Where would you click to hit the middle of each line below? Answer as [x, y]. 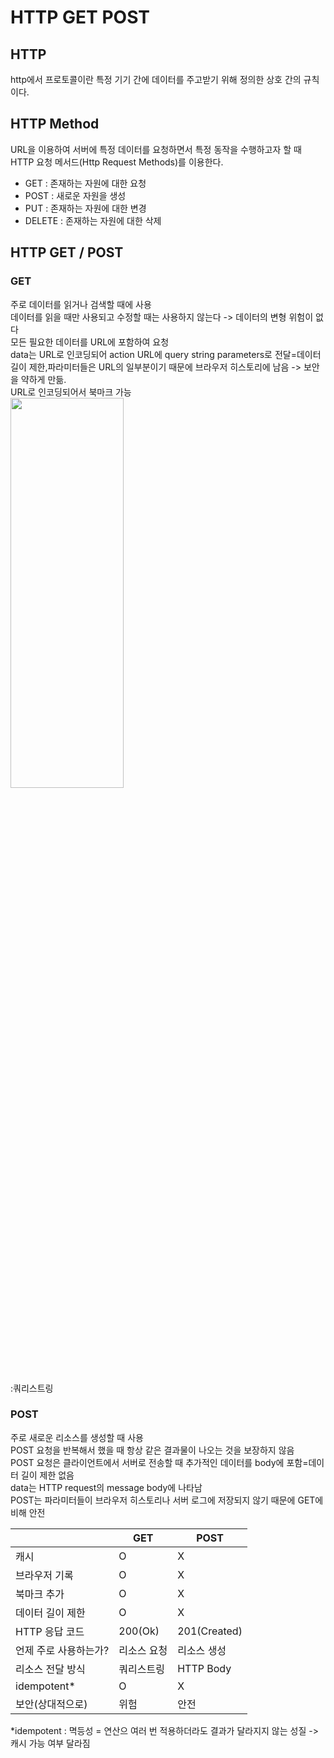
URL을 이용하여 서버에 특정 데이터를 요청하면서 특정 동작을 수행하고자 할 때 [156, 149]
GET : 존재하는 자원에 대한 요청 [85, 183]
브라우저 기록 [44, 1575]
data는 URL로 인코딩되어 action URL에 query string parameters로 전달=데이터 [166, 354]
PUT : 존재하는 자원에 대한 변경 [85, 208]
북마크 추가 [40, 1594]
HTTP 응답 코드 [50, 1631]
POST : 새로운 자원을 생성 [75, 195]
